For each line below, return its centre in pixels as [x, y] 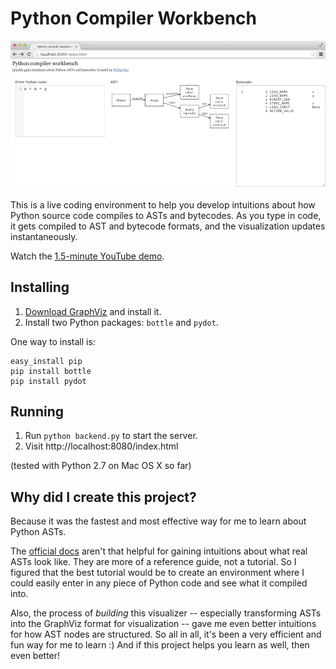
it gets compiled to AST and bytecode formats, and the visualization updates [168, 226]
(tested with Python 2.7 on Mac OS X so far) [101, 466]
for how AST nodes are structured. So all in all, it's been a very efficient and [166, 634]
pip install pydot [48, 381]
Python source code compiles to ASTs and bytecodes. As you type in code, [166, 215]
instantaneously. [44, 236]
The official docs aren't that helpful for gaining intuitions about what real [159, 551]
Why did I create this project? [103, 497]
